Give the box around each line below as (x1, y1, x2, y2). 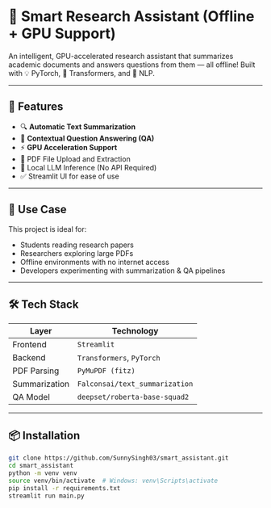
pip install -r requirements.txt (8, 484, 121, 492)
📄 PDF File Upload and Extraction (19, 153, 131, 164)
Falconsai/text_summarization (77, 380, 194, 388)
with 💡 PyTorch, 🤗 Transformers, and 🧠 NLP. (8, 68, 155, 78)
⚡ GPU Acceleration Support (19, 142, 118, 152)
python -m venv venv (8, 468, 78, 477)
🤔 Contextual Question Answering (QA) (19, 133, 155, 143)
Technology (111, 325, 159, 337)
